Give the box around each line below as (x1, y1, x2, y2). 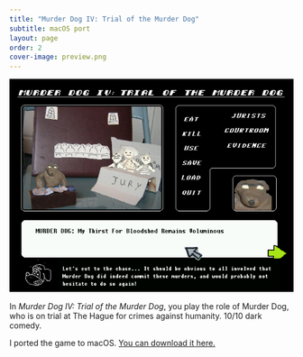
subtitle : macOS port (9, 23, 91, 33)
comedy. (9, 320, 42, 331)
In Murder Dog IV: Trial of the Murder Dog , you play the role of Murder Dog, (9, 300, 289, 311)
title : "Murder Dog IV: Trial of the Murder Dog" (9, 14, 200, 23)
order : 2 (9, 43, 42, 52)
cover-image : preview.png (9, 52, 106, 62)
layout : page (9, 33, 59, 42)
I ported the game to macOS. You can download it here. (9, 337, 216, 348)
